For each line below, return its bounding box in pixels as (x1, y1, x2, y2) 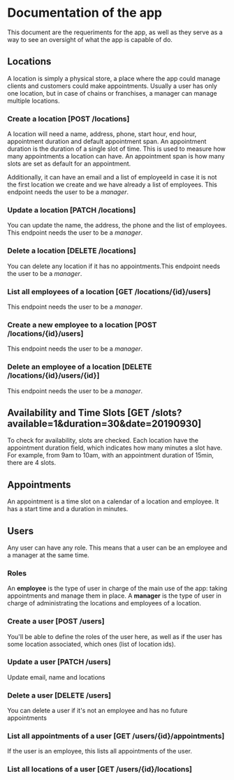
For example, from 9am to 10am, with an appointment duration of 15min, (7, 451, 214, 459)
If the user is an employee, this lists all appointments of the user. (7, 747, 193, 756)
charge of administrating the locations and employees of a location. (7, 599, 201, 608)
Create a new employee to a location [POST (7, 320, 157, 330)
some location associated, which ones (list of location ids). (7, 640, 176, 648)
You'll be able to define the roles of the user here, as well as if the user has (7, 632, 222, 640)
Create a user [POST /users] (7, 617, 105, 626)
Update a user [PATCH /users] (7, 657, 111, 667)
